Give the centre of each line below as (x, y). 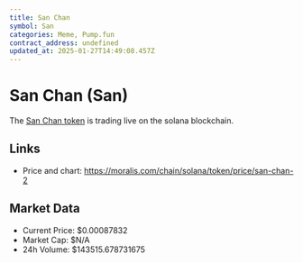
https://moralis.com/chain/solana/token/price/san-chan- (189, 170)
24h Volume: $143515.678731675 (84, 249)
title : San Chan (40, 18)
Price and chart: (52, 170)
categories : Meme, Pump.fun (62, 34)
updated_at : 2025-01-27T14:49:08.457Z (82, 51)
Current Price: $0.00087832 (75, 230)
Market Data (45, 209)
